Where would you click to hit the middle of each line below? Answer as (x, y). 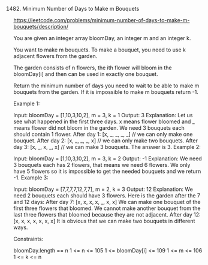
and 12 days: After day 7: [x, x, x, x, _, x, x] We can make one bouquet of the (107, 202)
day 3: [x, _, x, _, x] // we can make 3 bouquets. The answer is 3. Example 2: (107, 147)
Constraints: (28, 239)
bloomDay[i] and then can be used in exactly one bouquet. (86, 74)
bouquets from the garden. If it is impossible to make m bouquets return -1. (106, 92)
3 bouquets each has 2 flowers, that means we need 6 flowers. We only (102, 165)
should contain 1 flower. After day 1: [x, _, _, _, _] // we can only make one (103, 134)
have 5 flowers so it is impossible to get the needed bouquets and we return (107, 171)
